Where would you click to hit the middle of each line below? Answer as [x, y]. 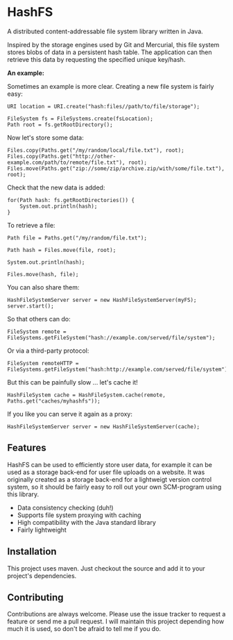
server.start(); [31, 306]
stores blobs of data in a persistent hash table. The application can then [110, 52]
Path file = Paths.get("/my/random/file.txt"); [77, 238]
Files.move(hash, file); [43, 274]
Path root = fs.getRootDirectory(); [60, 125]
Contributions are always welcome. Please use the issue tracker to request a [116, 614]
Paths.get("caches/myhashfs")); [54, 401]
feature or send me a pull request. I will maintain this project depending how [115, 621]
